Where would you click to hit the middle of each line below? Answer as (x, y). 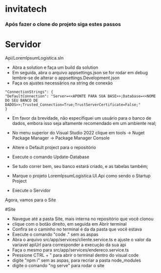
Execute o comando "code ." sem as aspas (55, 234)
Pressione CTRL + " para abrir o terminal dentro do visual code (75, 255)
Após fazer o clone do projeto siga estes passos (63, 24)
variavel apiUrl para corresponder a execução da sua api (69, 245)
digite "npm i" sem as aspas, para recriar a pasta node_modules (77, 260)
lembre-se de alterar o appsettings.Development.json (66, 78)
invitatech (26, 9)
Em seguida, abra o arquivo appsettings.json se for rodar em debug (80, 73)
